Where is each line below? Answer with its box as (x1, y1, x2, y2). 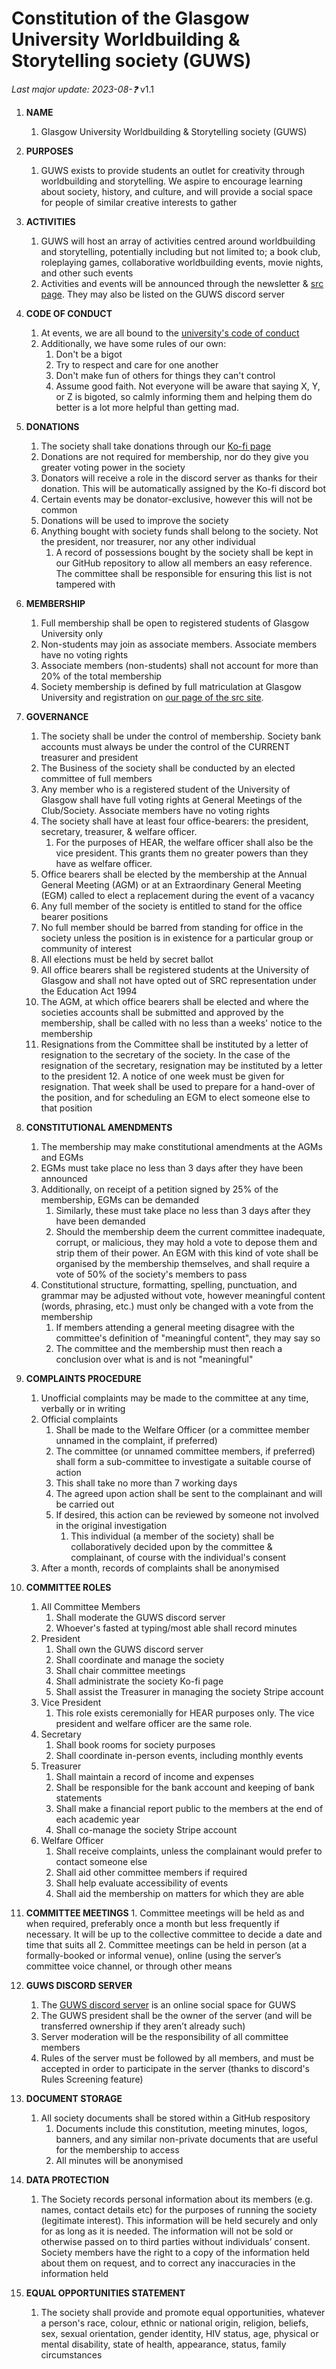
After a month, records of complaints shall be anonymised (40, 1562, 280, 1574)
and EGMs (40, 1151, 84, 1163)
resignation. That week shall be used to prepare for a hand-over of (40, 1080, 316, 1092)
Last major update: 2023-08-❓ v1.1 (11, 83, 155, 95)
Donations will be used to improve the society (40, 514, 229, 526)
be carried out (55, 1498, 115, 1510)
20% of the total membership (40, 670, 163, 682)
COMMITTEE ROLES (25, 1581, 112, 1593)
